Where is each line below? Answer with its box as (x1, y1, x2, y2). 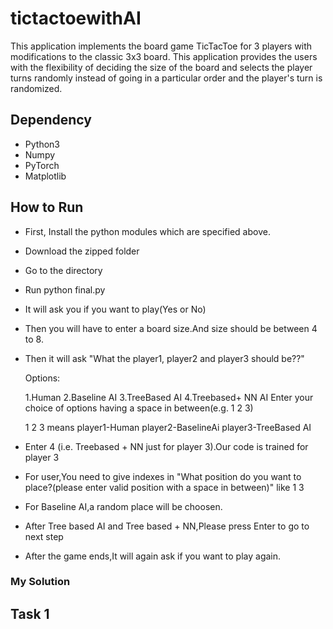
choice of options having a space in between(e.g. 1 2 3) (24, 402, 254, 414)
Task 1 (10, 605, 50, 622)
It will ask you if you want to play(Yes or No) (24, 303, 207, 315)
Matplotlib (24, 170, 67, 182)
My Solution (10, 575, 71, 589)
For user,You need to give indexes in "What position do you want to (24, 470, 302, 482)
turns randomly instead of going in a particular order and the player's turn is (10, 72, 323, 84)
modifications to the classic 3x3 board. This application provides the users (10, 50, 318, 62)
